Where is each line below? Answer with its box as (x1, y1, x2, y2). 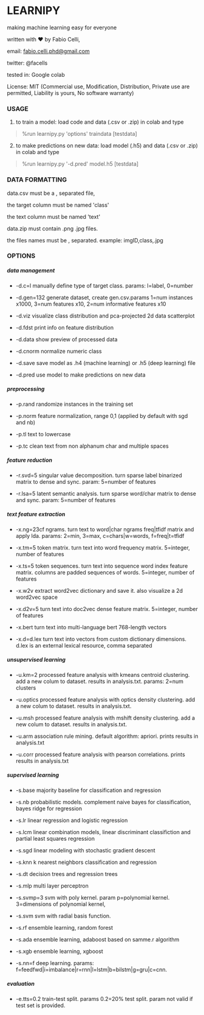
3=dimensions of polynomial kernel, (15, 900, 106, 908)
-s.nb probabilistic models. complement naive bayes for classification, (15, 799, 191, 806)
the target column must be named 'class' (7, 201, 109, 208)
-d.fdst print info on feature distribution (15, 324, 114, 331)
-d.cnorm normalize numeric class (15, 348, 102, 355)
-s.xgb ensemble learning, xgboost (15, 948, 104, 955)
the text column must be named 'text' (7, 213, 101, 220)
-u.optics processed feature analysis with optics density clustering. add (15, 696, 195, 704)
